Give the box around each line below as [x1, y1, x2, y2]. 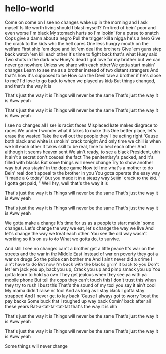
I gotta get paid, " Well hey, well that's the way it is [5, 180, 108, 186]
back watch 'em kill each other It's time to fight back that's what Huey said [5, 51, 158, 57]
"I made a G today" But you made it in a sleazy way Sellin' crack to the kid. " [5, 175, 161, 181]
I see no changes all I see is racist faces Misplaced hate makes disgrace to [5, 122, 158, 128]
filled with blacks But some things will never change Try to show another [5, 159, 154, 165]
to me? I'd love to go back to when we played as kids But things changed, [5, 78, 156, 84]
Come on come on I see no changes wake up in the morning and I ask [5, 19, 148, 25]
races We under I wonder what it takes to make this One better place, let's [5, 127, 157, 133]
